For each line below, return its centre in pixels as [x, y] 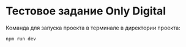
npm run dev [21, 39]
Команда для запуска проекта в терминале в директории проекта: [93, 28]
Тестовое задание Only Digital [86, 11]
